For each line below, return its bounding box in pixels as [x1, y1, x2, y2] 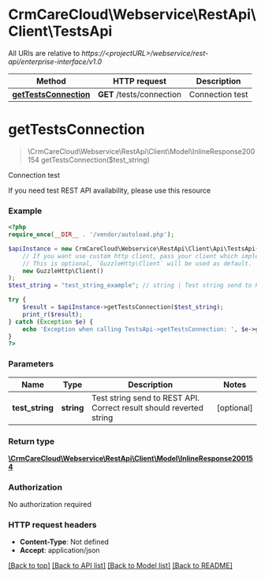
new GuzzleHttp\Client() [22, 267, 104, 275]
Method [35, 75, 67, 86]
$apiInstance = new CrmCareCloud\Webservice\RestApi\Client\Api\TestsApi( [8, 245, 259, 253]
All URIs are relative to [8, 48, 80, 58]
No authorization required [8, 500, 92, 509]
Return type [8, 436, 55, 447]
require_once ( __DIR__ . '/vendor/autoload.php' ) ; [8, 231, 175, 238]
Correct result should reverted [91, 402, 203, 413]
